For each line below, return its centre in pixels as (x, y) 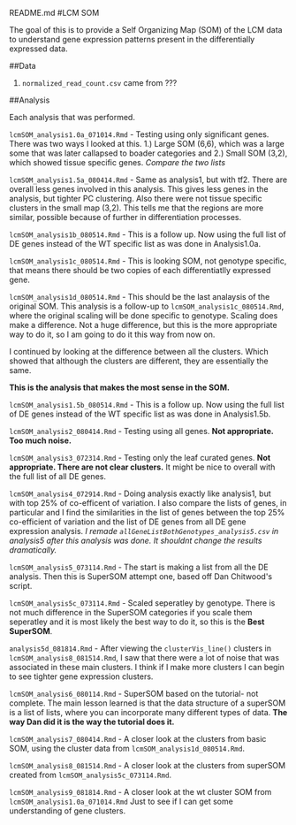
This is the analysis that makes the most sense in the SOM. (119, 387)
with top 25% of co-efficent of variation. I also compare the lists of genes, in (148, 503)
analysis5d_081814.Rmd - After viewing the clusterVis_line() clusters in (140, 648)
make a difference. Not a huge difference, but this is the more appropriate (143, 325)
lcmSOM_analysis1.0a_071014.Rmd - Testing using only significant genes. (139, 134)
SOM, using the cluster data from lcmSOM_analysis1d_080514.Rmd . (127, 748)
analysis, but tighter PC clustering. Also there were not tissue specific (136, 199)
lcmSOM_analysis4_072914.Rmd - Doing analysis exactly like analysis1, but (140, 493)
